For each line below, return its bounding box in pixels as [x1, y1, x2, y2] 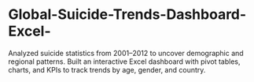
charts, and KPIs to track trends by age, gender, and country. [8, 65, 206, 74]
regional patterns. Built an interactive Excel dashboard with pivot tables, [8, 57, 241, 66]
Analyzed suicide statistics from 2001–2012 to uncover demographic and [8, 48, 244, 58]
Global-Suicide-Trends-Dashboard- [8, 6, 247, 24]
